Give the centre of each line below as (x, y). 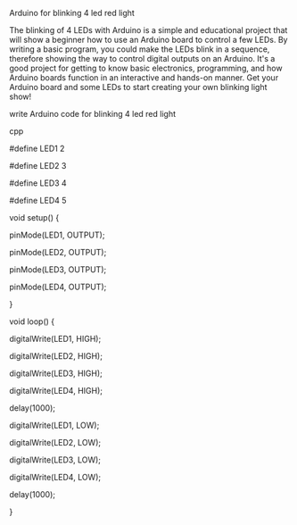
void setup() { (34, 217)
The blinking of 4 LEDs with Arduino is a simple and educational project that (148, 30)
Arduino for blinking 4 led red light (72, 13)
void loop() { (32, 321)
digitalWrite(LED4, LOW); (55, 477)
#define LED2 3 (38, 166)
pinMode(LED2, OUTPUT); (58, 252)
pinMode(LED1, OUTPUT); (57, 235)
